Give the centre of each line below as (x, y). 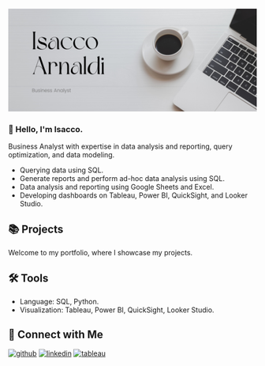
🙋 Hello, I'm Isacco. (46, 129)
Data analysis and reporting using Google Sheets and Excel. (117, 187)
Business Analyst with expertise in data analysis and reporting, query (120, 146)
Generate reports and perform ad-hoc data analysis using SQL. (122, 178)
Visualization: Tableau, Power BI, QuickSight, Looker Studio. (117, 310)
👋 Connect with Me (56, 335)
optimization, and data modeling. (62, 155)
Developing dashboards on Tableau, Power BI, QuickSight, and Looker (134, 195)
